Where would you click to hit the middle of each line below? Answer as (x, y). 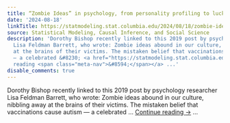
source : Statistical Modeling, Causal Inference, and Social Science (108, 32)
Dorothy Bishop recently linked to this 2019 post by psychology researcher (112, 90)
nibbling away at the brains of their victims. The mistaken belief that (103, 105)
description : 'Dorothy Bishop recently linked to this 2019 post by (107, 39)
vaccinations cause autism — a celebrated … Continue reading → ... (103, 112)
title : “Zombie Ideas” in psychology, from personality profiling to (108, 13)
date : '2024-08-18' (35, 20)
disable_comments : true (41, 70)
